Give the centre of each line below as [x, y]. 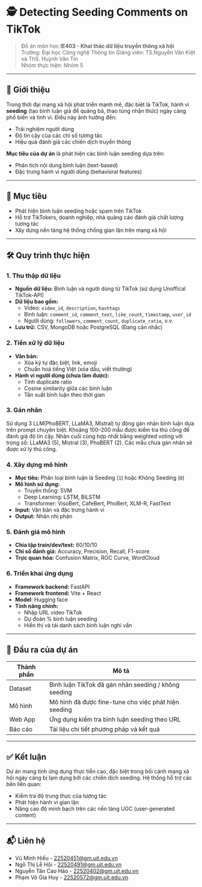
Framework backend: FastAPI [52, 586]
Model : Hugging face [41, 600]
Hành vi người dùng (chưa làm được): [62, 375]
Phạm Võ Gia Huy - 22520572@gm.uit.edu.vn [72, 877]
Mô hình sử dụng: [37, 484]
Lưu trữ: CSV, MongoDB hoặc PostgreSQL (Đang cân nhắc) [89, 327]
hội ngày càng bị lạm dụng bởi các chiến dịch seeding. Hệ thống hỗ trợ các [99, 778]
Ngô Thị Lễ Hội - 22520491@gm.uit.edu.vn [68, 865]
